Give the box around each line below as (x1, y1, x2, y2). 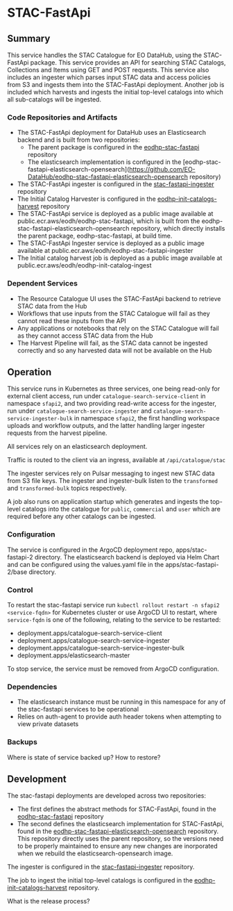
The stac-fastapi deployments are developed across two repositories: (7, 791, 207, 800)
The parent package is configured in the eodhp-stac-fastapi (27, 143, 200, 151)
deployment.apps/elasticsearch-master (17, 651, 130, 659)
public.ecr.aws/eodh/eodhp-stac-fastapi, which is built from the (17, 217, 200, 225)
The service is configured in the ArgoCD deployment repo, (7, 545, 175, 554)
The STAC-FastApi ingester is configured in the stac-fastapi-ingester (17, 180, 214, 188)
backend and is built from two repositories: (17, 136, 140, 144)
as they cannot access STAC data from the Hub (17, 331, 153, 340)
